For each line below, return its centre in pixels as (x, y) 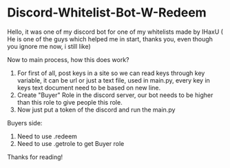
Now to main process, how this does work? (68, 59)
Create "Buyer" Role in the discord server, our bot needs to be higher (115, 95)
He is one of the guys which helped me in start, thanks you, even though (110, 39)
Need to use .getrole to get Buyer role (71, 143)
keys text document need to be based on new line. (89, 87)
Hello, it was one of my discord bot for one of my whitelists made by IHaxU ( (115, 32)
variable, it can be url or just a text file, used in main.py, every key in (113, 80)
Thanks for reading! (35, 157)
